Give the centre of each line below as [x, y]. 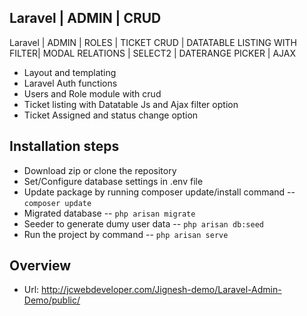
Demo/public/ [52, 300]
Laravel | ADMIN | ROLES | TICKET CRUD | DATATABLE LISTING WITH [153, 42]
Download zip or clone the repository [100, 170]
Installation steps [64, 146]
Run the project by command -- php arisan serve [126, 234]
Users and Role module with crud [92, 93]
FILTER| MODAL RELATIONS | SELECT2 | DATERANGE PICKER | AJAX [153, 53]
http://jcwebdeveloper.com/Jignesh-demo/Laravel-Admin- [161, 290]
